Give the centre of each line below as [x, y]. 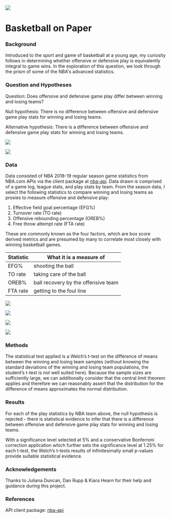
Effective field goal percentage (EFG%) [54, 208]
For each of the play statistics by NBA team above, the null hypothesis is [81, 413]
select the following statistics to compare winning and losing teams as [79, 192]
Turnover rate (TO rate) [37, 213]
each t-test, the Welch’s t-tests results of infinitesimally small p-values [79, 450]
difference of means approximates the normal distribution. [67, 389]
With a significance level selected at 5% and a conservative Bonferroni [80, 440]
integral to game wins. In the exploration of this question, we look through [83, 66]
